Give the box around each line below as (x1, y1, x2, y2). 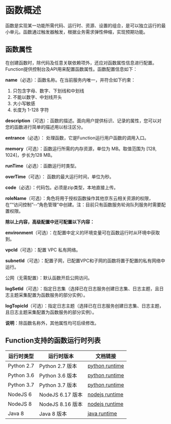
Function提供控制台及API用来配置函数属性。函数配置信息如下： (5, 66, 138, 72)
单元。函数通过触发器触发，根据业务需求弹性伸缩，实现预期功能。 (9, 29, 148, 35)
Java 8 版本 (39, 410, 67, 417)
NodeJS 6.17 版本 (39, 391, 83, 398)
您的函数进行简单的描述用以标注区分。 (5, 124, 85, 130)
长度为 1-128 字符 (12, 106, 49, 112)
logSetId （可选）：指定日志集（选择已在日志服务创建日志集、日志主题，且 (5, 286, 159, 292)
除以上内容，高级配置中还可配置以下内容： (5, 218, 95, 224)
